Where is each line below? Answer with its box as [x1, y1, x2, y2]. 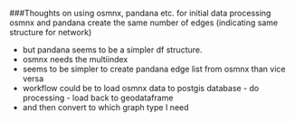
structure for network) [9, 27, 92, 37]
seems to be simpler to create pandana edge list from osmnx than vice [22, 63, 286, 74]
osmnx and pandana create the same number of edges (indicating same [9, 17, 279, 28]
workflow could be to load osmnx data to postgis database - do [22, 83, 260, 93]
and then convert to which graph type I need [22, 102, 189, 112]
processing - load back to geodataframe [22, 92, 174, 103]
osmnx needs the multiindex [22, 54, 128, 64]
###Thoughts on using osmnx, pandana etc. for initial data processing [9, 8, 271, 18]
